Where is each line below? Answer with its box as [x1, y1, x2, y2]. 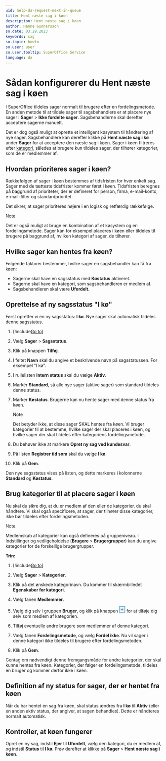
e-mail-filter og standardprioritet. [5, 194, 73, 200]
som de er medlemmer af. [5, 150, 58, 156]
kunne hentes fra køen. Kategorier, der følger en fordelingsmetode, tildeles [5, 662, 158, 668]
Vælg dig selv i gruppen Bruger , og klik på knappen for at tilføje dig [12, 608, 158, 614]
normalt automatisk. [5, 713, 46, 719]
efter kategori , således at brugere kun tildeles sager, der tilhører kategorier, [5, 145, 159, 151]
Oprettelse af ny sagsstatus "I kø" [5, 300, 113, 309]
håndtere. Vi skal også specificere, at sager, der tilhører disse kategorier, [5, 508, 154, 514]
